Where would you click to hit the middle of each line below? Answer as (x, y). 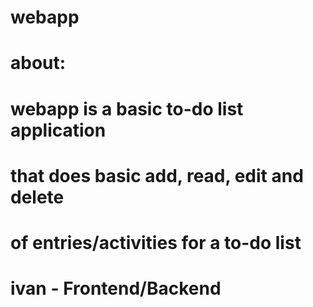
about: (38, 63)
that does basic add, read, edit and (157, 175)
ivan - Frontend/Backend (116, 288)
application (58, 130)
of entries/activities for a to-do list (156, 242)
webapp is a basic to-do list (127, 108)
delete (37, 197)
